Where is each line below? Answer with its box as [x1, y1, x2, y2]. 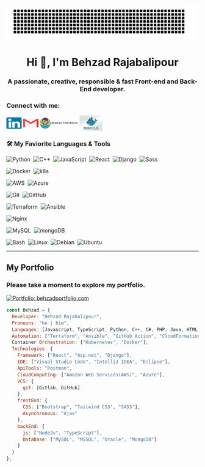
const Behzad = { [6, 307, 51, 313]
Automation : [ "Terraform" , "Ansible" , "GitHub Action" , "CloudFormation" [12, 333, 203, 339]
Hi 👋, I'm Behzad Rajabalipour [26, 55, 179, 69]
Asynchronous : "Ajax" [22, 411, 78, 417]
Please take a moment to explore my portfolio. [6, 280, 145, 289]
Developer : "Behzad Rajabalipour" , [12, 313, 103, 319]
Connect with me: [6, 101, 60, 110]
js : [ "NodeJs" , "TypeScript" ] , [22, 430, 103, 436]
